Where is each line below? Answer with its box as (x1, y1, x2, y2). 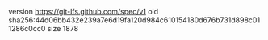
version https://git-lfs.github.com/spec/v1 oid (8, 7, 159, 16)
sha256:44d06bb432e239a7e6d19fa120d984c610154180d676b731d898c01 (8, 15, 261, 25)
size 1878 (47, 24, 79, 33)
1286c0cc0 (8, 24, 46, 33)
